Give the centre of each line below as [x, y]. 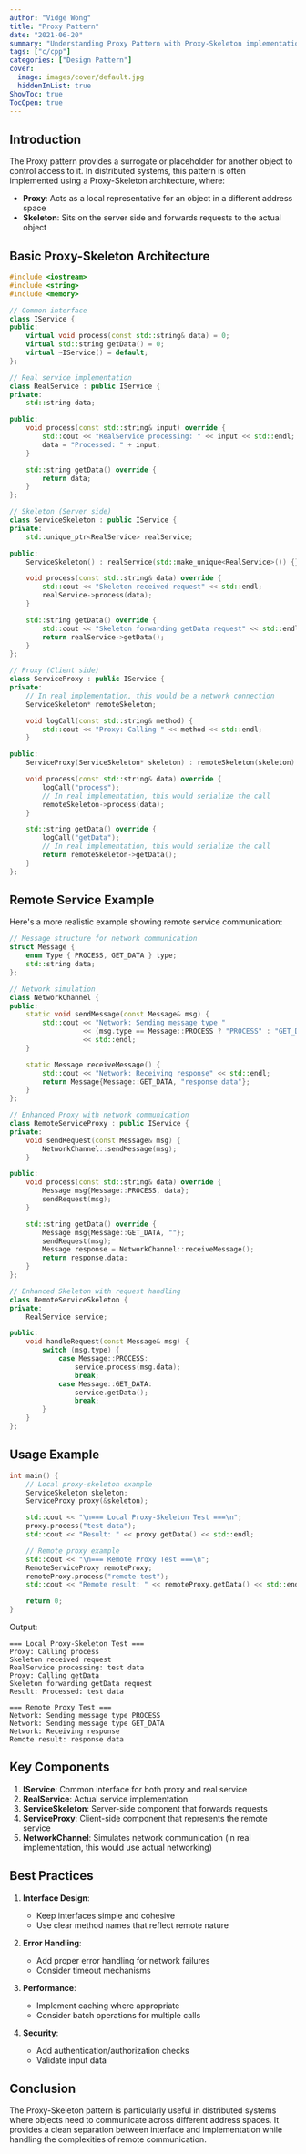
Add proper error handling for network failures [123, 1960]
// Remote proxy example [73, 1551]
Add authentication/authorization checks [112, 2050]
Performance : [49, 1987]
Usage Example [55, 1455]
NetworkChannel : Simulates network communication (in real [137, 1837]
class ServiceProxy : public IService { [87, 679]
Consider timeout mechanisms [94, 1970]
